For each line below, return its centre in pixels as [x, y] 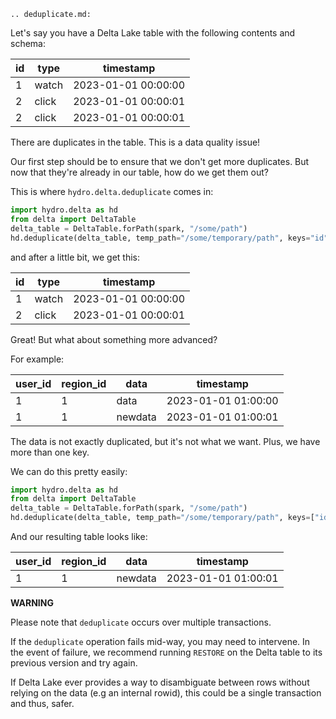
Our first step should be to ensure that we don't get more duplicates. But [160, 161]
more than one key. [50, 452]
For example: [37, 359]
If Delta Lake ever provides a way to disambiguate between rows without [160, 682]
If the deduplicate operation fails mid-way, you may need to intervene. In [160, 641]
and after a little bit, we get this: [75, 257]
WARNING [32, 603]
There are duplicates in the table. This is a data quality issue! [135, 142]
